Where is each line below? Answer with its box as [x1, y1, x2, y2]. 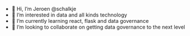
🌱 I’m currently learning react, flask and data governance [11, 18, 149, 24]
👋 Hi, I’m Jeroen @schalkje [11, 6, 77, 12]
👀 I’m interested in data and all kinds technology [11, 11, 127, 18]
